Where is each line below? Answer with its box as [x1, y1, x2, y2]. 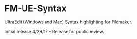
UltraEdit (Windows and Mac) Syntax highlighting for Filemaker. [4, 19, 133, 25]
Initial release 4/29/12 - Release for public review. [4, 28, 104, 34]
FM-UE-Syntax [4, 3, 67, 14]
